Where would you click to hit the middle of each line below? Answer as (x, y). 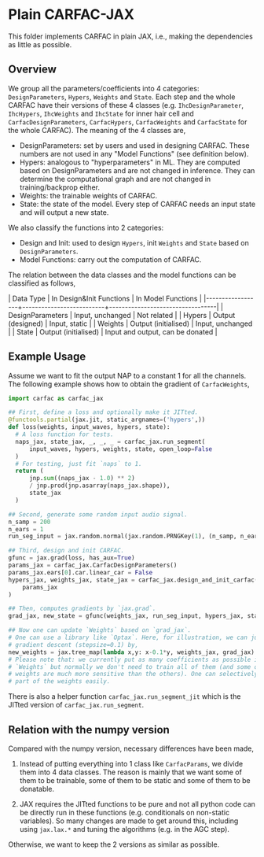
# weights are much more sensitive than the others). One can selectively (133, 674)
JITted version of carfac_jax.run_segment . (76, 705)
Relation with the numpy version (89, 730)
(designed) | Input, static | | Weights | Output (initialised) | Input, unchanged (130, 323)
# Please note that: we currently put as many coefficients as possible (130, 659)
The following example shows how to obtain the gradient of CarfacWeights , (129, 384)
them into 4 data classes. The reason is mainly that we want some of (130, 772)
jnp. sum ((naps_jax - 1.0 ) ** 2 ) (82, 478)
